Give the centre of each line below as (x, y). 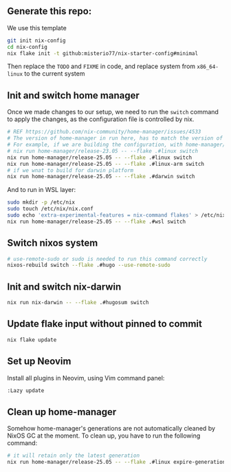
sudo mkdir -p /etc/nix (41, 202)
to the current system (54, 74)
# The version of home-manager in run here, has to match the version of (115, 138)
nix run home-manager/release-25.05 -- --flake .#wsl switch (97, 222)
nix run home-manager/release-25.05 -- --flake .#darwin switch (101, 177)
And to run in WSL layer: (42, 190)
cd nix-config (27, 47)
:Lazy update (26, 390)
